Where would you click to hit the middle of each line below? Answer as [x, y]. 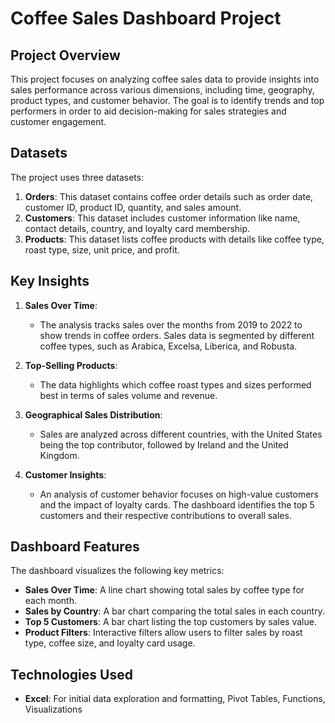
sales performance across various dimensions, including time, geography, [162, 90]
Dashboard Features [75, 547]
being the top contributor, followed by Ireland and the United [164, 444]
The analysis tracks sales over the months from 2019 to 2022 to [171, 324]
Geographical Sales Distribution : [93, 414]
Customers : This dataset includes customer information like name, [162, 218]
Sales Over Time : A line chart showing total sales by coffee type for [164, 590]
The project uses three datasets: [77, 177]
